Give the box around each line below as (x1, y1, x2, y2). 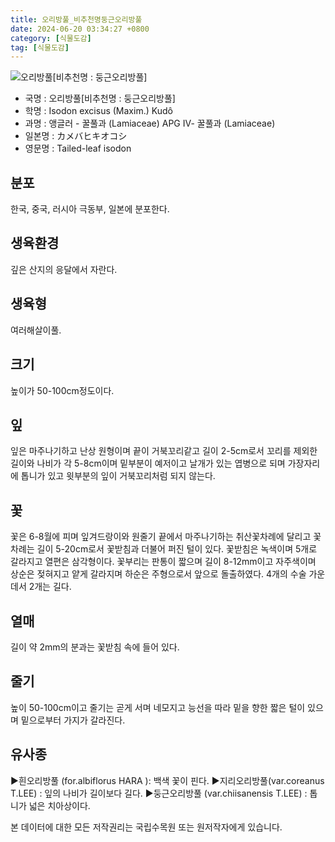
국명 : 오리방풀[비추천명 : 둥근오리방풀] (24, 92, 176, 105)
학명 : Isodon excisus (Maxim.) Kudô (24, 105, 173, 117)
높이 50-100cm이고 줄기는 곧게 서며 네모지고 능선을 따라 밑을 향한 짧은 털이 (10, 701, 306, 713)
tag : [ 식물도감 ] (10, 42, 70, 53)
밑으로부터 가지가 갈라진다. (20, 714, 126, 726)
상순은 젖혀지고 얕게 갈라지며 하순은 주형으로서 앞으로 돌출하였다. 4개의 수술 (10, 568, 307, 580)
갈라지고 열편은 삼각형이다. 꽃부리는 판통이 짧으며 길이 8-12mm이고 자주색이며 (10, 556, 317, 568)
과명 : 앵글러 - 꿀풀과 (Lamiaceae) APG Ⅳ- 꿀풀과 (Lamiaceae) (24, 117, 276, 130)
